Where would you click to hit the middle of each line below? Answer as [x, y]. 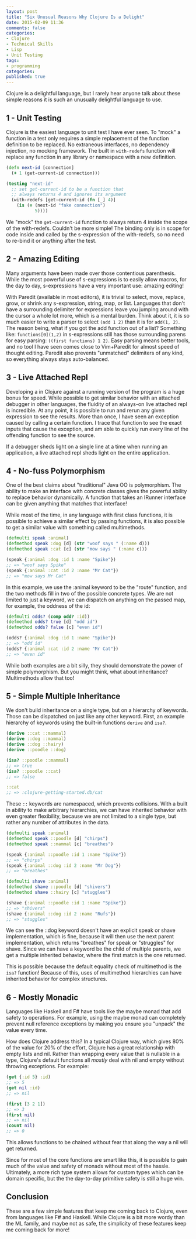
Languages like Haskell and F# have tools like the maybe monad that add [94, 1011]
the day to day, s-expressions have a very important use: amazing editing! [95, 285]
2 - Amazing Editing [43, 259]
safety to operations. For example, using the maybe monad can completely [96, 1018]
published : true [26, 77]
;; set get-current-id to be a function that [68, 189]
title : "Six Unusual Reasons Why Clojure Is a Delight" [75, 17]
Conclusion [27, 1197]
